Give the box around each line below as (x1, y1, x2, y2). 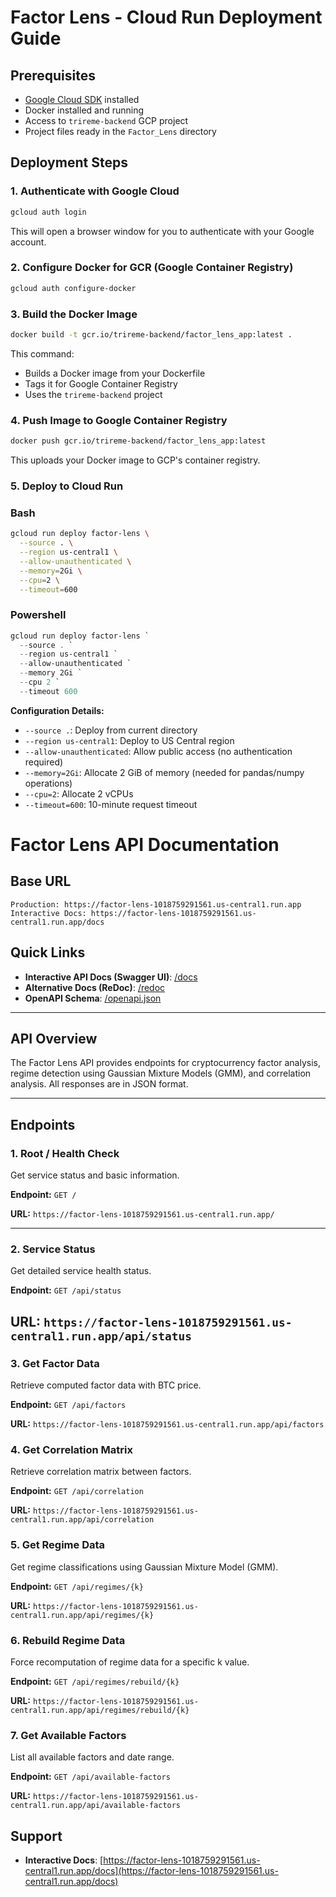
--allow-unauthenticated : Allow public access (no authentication (24, 745, 293, 757)
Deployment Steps (10, 154, 128, 171)
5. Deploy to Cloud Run (10, 479, 124, 493)
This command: (10, 347, 75, 360)
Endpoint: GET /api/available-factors (10, 1771, 171, 1783)
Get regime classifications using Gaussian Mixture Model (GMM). (10, 1561, 279, 1573)
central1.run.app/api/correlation (10, 1515, 155, 1525)
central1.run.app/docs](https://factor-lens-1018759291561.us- (24, 1865, 279, 1877)
